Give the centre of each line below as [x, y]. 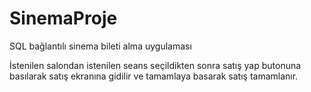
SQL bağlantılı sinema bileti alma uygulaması [100, 46]
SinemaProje [63, 18]
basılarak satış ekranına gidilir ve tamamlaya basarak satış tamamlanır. [154, 76]
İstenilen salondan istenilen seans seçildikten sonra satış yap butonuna [155, 65]
